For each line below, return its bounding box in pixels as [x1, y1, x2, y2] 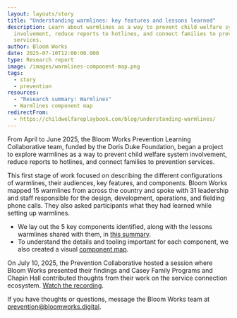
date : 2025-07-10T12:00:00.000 [7, 50, 99, 57]
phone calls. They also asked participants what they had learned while [7, 201, 212, 209]
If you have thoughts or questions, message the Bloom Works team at [7, 295, 210, 303]
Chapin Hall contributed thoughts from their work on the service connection [7, 273, 228, 282]
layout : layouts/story [7, 10, 74, 18]
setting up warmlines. [7, 208, 71, 217]
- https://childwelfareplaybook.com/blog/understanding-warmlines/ [13, 115, 217, 122]
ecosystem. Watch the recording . [7, 281, 104, 290]
